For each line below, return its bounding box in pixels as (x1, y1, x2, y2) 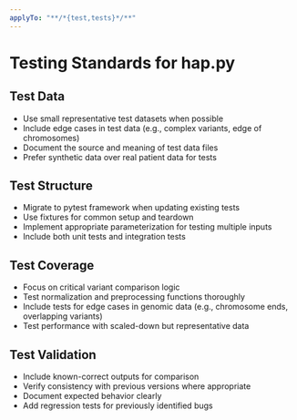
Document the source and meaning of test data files (22, 142, 219, 153)
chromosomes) (22, 132, 80, 143)
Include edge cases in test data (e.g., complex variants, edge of (22, 122, 262, 133)
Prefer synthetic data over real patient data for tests (22, 151, 217, 162)
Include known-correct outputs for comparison (22, 371, 200, 383)
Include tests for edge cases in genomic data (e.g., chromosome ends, (22, 302, 289, 312)
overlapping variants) (22, 311, 103, 322)
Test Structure (9, 179, 94, 194)
